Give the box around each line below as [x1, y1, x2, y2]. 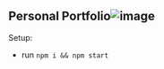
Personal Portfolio [8, 9, 111, 24]
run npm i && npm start [21, 50, 109, 60]
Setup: [8, 32, 33, 42]
